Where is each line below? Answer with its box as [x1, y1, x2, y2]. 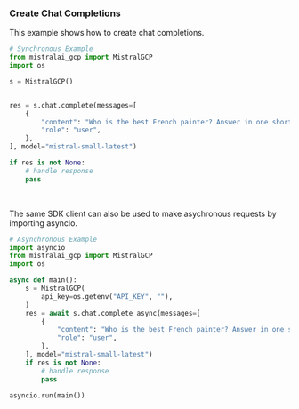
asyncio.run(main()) [9, 390, 86, 400]
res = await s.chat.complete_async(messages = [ [25, 309, 201, 317]
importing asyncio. [9, 217, 78, 229]
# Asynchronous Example [9, 235, 98, 244]
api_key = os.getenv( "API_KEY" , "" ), [41, 292, 174, 301]
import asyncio [9, 243, 66, 252]
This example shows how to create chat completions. [9, 28, 205, 38]
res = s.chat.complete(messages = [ [9, 100, 138, 109]
